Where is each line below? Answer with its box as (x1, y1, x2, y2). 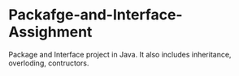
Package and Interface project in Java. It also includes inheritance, (8, 49, 232, 59)
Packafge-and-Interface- (8, 6, 183, 24)
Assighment (8, 23, 93, 41)
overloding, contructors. (8, 58, 89, 68)
